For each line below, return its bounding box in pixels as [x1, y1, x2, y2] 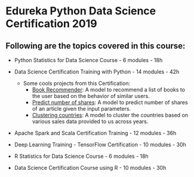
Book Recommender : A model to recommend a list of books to [32, 86, 186, 93]
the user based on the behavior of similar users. [32, 93, 150, 99]
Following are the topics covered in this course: [5, 41, 186, 51]
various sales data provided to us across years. [32, 118, 149, 125]
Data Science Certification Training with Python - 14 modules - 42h [14, 68, 180, 75]
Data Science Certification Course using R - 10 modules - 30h [14, 164, 167, 171]
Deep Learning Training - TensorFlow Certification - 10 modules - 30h [14, 141, 186, 148]
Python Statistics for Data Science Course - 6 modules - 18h [14, 57, 163, 63]
